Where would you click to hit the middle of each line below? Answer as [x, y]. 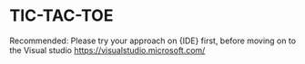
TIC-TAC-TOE [61, 16]
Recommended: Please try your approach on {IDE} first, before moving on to [153, 41]
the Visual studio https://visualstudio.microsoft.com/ [107, 50]
